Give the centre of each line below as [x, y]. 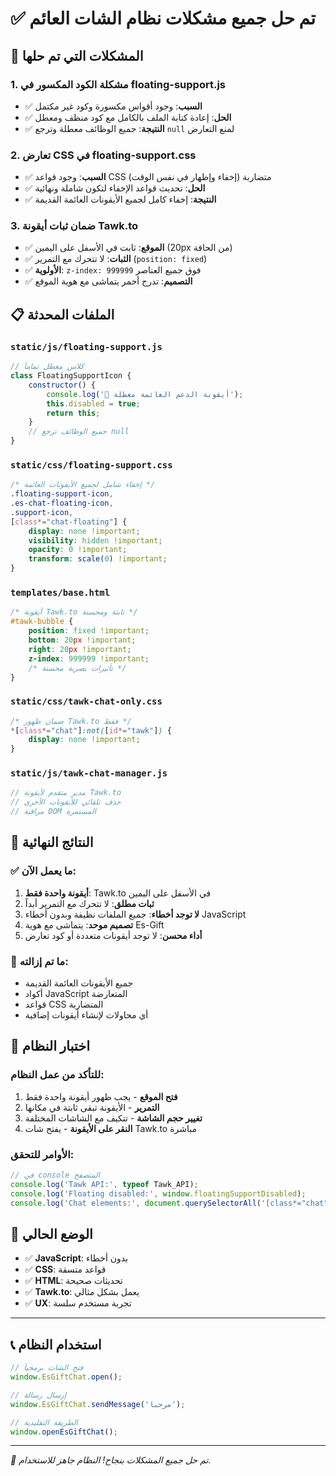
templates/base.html [60, 592]
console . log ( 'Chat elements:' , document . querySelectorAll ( [136, 1203]
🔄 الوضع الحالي [51, 1233]
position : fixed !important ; [89, 631]
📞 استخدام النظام [56, 1344]
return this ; [73, 413]
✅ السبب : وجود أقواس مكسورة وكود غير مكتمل [113, 106]
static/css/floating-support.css [91, 465]
